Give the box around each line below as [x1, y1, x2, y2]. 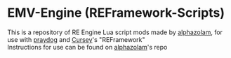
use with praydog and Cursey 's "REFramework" [7, 35, 145, 43]
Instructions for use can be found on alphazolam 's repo [7, 43, 168, 51]
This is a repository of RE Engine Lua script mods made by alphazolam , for [7, 28, 223, 36]
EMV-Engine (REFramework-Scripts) [7, 5, 225, 21]
